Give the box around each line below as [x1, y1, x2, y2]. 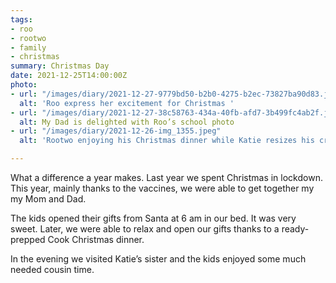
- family [10, 42, 47, 53]
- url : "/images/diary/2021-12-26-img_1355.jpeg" [10, 126, 222, 136]
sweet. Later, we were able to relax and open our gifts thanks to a [10, 223, 280, 235]
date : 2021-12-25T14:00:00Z [10, 71, 128, 81]
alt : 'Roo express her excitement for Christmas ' [19, 98, 235, 108]
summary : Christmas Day [10, 61, 110, 71]
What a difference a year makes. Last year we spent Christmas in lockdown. [10, 172, 323, 183]
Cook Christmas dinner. [47, 234, 145, 245]
